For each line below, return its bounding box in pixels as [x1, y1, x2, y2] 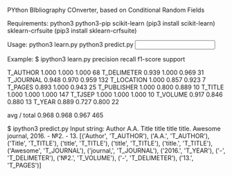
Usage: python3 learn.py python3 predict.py [7, 41, 134, 48]
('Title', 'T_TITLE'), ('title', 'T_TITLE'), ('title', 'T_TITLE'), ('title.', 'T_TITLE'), [7, 139, 213, 147]
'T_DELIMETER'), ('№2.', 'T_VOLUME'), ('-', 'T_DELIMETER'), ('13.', [7, 154, 194, 162]
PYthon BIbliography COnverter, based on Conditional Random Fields [7, 6, 205, 14]
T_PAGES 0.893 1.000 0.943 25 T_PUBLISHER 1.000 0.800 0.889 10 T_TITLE [7, 83, 224, 91]
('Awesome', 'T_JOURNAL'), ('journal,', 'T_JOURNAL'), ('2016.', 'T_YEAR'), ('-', [7, 146, 226, 155]
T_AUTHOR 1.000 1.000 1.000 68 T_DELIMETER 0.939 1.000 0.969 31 [7, 68, 204, 77]
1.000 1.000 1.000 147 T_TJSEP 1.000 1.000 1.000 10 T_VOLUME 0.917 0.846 [7, 90, 223, 99]
